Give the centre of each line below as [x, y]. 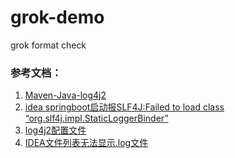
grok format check [48, 45]
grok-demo [57, 17]
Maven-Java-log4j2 [65, 95]
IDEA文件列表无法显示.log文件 [86, 143]
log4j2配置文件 [55, 130]
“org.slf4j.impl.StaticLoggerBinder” [96, 118]
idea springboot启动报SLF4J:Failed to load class [124, 107]
